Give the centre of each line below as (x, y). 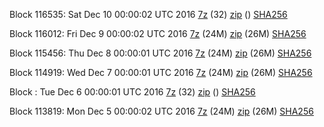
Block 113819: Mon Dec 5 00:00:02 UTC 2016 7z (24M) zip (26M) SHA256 (161, 111)
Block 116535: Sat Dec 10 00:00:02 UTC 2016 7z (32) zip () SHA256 (148, 14)
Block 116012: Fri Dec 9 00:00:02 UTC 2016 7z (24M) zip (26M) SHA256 (158, 33)
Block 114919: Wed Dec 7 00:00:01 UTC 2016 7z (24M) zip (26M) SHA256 (161, 72)
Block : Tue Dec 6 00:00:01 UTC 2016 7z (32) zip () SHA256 (132, 92)
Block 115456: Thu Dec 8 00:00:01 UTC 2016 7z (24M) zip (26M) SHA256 (160, 53)
